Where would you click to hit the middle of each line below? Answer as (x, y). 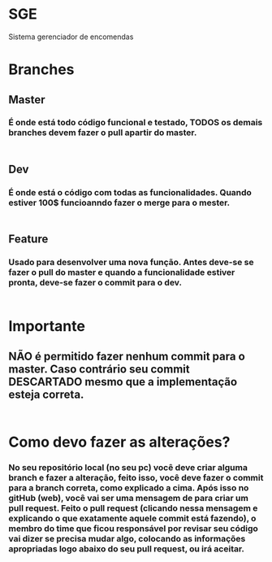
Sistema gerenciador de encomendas (71, 37)
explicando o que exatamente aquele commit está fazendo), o (132, 518)
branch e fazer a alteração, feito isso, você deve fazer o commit (136, 477)
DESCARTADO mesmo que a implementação (123, 382)
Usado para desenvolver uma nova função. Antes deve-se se (131, 263)
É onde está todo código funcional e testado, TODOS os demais (136, 123)
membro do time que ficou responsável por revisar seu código (133, 528)
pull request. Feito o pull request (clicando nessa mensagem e (133, 508)
